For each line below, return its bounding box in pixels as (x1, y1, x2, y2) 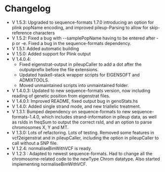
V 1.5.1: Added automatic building (11, 45, 80, 51)
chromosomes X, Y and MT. (11, 124, 69, 130)
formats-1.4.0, (11, 114, 41, 120)
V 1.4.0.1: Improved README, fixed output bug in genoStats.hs (11, 98, 138, 104)
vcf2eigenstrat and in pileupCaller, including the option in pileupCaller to (11, 134, 159, 141)
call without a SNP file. (11, 140, 58, 146)
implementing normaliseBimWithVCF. (11, 161, 87, 167)
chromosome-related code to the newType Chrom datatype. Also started (11, 156, 160, 162)
